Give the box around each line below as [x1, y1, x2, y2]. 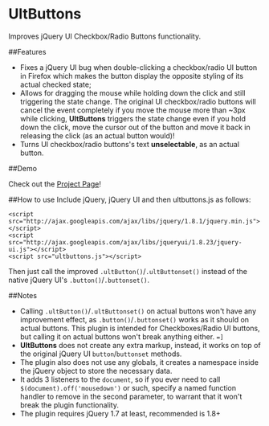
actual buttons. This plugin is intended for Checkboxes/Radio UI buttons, [19, 323, 261, 333]
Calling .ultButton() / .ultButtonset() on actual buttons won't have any [19, 306, 257, 316]
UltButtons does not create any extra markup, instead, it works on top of [19, 340, 261, 350]
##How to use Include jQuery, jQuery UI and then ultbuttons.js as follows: [8, 195, 251, 204]
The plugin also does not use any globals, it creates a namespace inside [19, 357, 259, 367]
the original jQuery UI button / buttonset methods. [19, 349, 182, 358]
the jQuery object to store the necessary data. [19, 366, 173, 375]
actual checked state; [19, 80, 92, 89]
